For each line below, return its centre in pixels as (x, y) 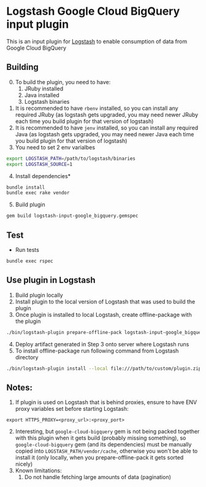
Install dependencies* (43, 176)
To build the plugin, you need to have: (63, 82)
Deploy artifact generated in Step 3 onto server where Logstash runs (102, 344)
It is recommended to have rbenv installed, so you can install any (97, 108)
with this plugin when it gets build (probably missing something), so (101, 438)
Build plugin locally (39, 295)
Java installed (42, 95)
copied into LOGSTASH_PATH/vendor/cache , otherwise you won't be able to (106, 451)
